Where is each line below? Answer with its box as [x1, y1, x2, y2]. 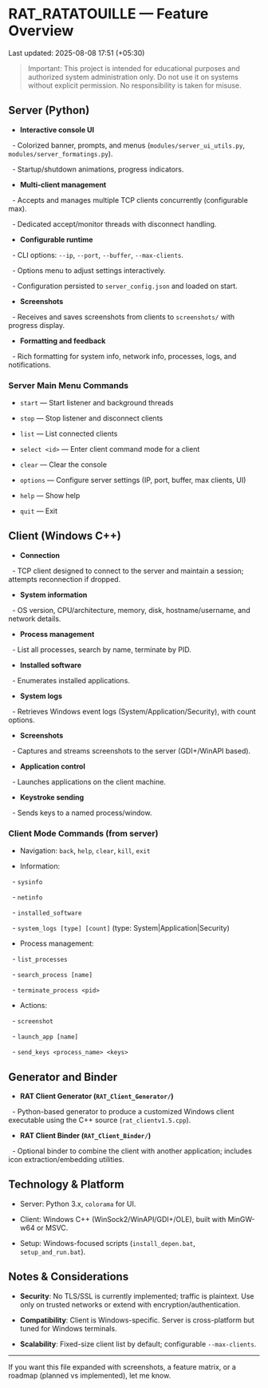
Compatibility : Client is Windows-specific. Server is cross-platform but [19, 1315, 255, 1325]
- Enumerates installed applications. [11, 675, 130, 685]
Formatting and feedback [19, 336, 106, 346]
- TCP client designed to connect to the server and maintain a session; [11, 566, 244, 575]
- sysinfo [11, 877, 43, 887]
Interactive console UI [19, 125, 94, 134]
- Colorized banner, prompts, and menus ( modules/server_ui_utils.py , [11, 140, 246, 150]
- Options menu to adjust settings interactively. [11, 265, 166, 275]
